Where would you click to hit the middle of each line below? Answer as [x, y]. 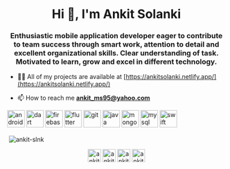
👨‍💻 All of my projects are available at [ [71, 77]
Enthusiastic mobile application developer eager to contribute [116, 36]
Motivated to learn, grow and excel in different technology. [116, 62]
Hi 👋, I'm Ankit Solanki [116, 14]
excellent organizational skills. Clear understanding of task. [116, 53]
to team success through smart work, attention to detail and [116, 44]
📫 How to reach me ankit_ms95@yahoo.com [83, 98]
